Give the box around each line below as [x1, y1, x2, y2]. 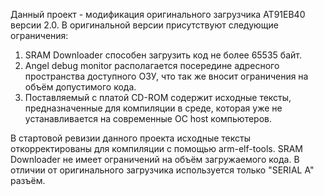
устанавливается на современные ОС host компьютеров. [24, 113, 273, 124]
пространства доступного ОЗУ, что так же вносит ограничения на [24, 70, 309, 82]
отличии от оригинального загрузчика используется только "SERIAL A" [10, 164, 315, 176]
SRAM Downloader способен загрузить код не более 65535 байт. [24, 49, 302, 61]
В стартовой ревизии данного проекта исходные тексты [10, 132, 251, 144]
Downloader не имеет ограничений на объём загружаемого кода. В [10, 154, 300, 165]
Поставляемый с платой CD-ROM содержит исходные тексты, [24, 92, 292, 103]
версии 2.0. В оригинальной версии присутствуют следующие [10, 19, 279, 31]
